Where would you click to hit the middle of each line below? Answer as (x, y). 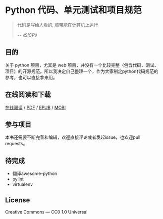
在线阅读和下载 (28, 95)
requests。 (16, 144)
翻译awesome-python (35, 173)
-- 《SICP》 (27, 35)
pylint (18, 179)
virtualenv (23, 184)
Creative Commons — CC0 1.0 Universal (46, 212)
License (18, 200)
